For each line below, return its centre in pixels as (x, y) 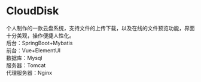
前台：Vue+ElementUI (33, 50)
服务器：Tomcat (26, 65)
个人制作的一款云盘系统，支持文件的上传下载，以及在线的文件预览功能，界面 (100, 28)
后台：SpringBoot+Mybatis (39, 43)
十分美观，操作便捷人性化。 (40, 35)
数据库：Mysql (24, 58)
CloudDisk (33, 11)
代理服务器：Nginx (29, 72)
